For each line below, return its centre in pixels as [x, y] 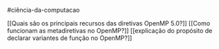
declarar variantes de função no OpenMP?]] [70, 38]
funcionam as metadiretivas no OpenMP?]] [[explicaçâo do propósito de [110, 31]
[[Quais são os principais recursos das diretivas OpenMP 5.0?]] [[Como [109, 23]
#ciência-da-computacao [44, 10]
